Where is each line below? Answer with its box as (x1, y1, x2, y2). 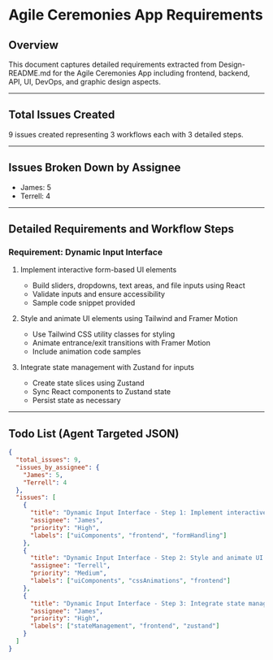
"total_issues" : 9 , (15, 456, 82, 464)
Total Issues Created (8, 108, 115, 122)
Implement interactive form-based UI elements (19, 265, 177, 275)
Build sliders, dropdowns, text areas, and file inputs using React (32, 280, 245, 290)
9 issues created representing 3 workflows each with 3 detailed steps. (8, 129, 244, 139)
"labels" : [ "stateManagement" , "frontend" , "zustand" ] (29, 622, 220, 631)
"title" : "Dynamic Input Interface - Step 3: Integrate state (29, 599, 245, 607)
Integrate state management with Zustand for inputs (19, 363, 195, 372)
